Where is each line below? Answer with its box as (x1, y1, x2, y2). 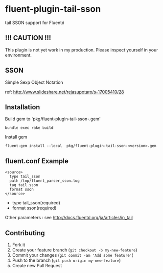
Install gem (5, 134, 27, 140)
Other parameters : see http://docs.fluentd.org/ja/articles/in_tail (5, 215, 133, 221)
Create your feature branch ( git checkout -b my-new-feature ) (12, 247, 138, 253)
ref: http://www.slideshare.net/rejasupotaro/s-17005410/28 (5, 89, 124, 95)
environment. (5, 52, 32, 58)
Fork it (12, 242, 25, 248)
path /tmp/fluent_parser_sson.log (9, 178, 80, 183)
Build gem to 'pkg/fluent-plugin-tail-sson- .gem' (5, 116, 101, 122)
